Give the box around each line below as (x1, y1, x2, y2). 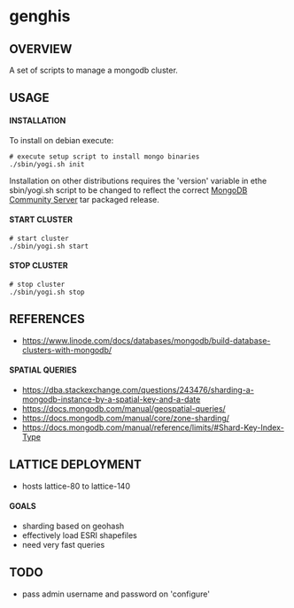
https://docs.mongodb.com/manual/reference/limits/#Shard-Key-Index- (21, 422, 285, 433)
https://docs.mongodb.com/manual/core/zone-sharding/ (21, 413, 230, 424)
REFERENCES (9, 312, 86, 327)
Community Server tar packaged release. (9, 194, 159, 204)
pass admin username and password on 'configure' (21, 589, 211, 599)
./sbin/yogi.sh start (9, 242, 89, 250)
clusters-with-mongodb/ (21, 344, 112, 355)
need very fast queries (21, 540, 105, 550)
